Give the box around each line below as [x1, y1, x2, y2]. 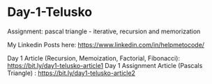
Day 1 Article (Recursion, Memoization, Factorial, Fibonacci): [7, 53, 180, 62]
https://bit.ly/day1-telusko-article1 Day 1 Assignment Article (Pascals [7, 61, 203, 69]
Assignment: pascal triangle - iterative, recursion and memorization [7, 27, 201, 35]
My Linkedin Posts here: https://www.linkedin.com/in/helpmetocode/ [7, 40, 204, 49]
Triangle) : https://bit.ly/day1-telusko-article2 [7, 69, 136, 77]
